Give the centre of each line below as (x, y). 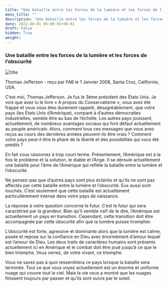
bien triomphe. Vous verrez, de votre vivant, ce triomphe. (64, 252)
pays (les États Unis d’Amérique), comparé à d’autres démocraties (73, 113)
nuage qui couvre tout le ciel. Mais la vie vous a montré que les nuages (78, 273)
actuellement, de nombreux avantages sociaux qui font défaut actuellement (83, 123)
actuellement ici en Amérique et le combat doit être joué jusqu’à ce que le (81, 247)
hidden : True (19, 33)
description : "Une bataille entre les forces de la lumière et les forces (85, 19)
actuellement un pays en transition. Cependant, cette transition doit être (79, 216)
